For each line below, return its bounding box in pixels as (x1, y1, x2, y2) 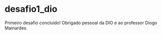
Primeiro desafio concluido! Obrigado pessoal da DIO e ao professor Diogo (4, 20, 158, 26)
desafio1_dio (4, 3, 57, 15)
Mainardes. (4, 25, 28, 31)
